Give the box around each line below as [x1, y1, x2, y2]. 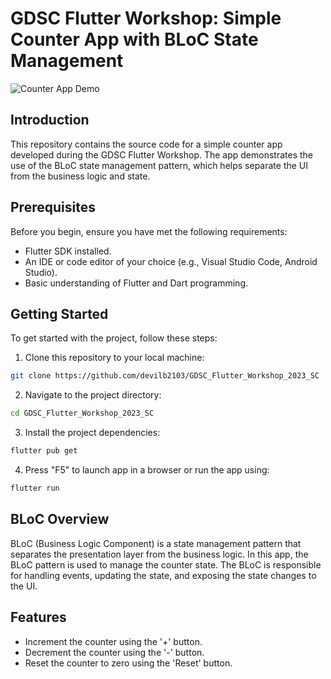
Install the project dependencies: [24, 427, 161, 439]
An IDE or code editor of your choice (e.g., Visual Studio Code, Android [24, 255, 318, 267]
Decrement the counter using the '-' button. [24, 646, 205, 658]
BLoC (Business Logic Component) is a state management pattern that [10, 537, 302, 549]
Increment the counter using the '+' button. [24, 635, 203, 647]
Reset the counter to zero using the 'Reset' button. [24, 657, 233, 669]
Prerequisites [10, 199, 96, 216]
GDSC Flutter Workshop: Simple [10, 7, 282, 30]
